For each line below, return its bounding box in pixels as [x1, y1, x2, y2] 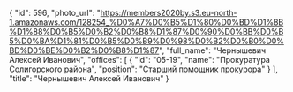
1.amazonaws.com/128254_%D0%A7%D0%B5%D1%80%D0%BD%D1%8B [9, 17, 284, 27]
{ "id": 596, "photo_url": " [9, 8, 101, 18]
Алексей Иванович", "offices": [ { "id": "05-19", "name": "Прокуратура [9, 55, 271, 65]
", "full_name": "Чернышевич [158, 45, 267, 56]
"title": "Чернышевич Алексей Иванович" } [9, 73, 169, 83]
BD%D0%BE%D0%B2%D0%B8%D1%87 [9, 45, 160, 56]
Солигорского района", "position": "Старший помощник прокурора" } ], [9, 64, 278, 74]
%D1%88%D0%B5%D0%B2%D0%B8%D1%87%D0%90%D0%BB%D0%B [9, 27, 284, 36]
